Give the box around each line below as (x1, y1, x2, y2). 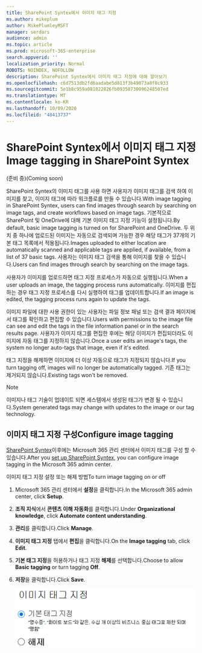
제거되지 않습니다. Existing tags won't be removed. (6, 371, 128, 378)
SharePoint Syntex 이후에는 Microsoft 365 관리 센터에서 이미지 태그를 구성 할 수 (6, 446, 196, 453)
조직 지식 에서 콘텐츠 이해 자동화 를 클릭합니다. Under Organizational (14, 505, 175, 513)
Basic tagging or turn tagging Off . (14, 564, 101, 571)
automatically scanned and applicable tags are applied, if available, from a (6, 245, 191, 253)
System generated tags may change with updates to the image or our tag (12, 403, 195, 411)
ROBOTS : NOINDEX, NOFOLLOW (6, 67, 74, 73)
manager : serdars (6, 29, 50, 35)
